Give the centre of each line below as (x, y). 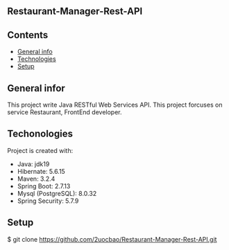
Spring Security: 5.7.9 (48, 201)
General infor (36, 88)
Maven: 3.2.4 (36, 179)
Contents (28, 35)
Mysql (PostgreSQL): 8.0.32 (57, 193)
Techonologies (40, 134)
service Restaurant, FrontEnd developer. (65, 112)
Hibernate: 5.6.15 (41, 171)
